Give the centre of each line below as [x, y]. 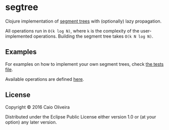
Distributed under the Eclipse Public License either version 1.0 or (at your [81, 116]
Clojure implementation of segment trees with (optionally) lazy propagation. [83, 21]
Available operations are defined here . [45, 79]
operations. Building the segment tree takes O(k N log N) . [93, 36]
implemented [19, 36]
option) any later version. [31, 122]
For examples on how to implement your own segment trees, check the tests [84, 64]
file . [9, 69]
